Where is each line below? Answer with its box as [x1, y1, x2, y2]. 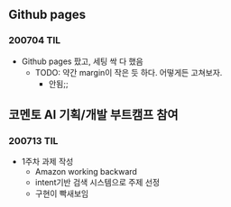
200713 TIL [8, 135, 59, 147]
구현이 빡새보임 [34, 188, 89, 199]
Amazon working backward [34, 166, 137, 177]
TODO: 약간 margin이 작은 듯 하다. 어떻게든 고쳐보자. [34, 67, 223, 77]
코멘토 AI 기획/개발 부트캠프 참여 [8, 107, 179, 122]
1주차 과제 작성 [21, 157, 74, 167]
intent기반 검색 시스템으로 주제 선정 [34, 177, 160, 188]
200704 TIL [8, 34, 61, 47]
